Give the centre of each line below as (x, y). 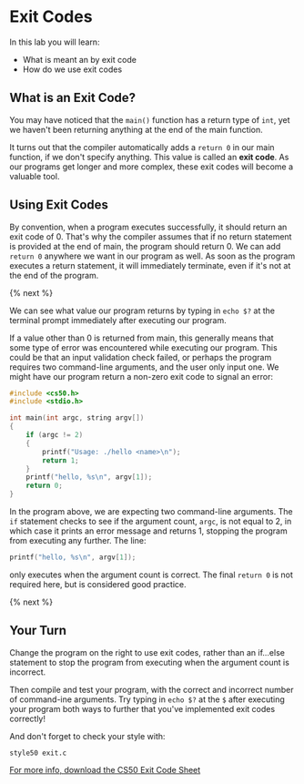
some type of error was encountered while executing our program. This (143, 347)
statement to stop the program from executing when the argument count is (149, 662)
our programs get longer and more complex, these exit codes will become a (152, 167)
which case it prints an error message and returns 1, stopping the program (149, 531)
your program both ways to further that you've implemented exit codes (142, 708)
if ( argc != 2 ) (55, 435)
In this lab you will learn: (55, 42)
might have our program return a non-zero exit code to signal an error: (141, 376)
